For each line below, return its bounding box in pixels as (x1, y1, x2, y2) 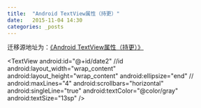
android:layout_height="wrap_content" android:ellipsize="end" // (7, 72, 194, 80)
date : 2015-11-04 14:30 (7, 17, 82, 24)
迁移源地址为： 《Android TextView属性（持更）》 (7, 43, 144, 52)
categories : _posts (7, 23, 64, 30)
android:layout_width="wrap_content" (7, 64, 117, 73)
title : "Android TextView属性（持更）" (7, 10, 120, 17)
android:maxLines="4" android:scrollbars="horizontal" (7, 79, 164, 88)
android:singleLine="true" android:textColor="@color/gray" (7, 86, 179, 95)
